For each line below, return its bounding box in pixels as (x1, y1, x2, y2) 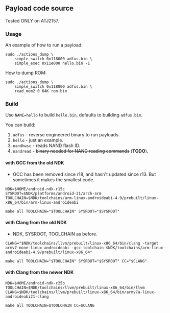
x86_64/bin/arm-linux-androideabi (5, 200, 79, 205)
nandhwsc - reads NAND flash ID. (12, 142, 81, 149)
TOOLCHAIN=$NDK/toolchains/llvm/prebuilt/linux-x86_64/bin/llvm (5, 285, 145, 291)
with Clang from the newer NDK (5, 269, 74, 275)
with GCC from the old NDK (5, 160, 64, 165)
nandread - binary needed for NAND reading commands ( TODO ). (12, 148, 149, 154)
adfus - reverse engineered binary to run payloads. (12, 132, 120, 138)
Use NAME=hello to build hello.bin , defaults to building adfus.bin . (5, 112, 143, 118)
